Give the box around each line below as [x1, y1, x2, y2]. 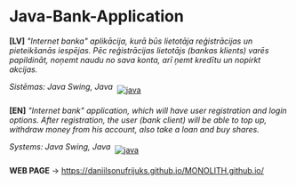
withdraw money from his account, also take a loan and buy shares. [9, 124, 260, 134]
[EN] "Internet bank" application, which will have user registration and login [9, 105, 287, 116]
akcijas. [9, 64, 38, 75]
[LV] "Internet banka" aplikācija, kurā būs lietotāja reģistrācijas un [9, 36, 253, 46]
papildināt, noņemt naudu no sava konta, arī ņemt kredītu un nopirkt [9, 54, 261, 65]
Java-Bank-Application [9, 6, 184, 27]
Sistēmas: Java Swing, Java [9, 81, 114, 92]
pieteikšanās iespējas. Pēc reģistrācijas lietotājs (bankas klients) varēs [9, 44, 269, 55]
